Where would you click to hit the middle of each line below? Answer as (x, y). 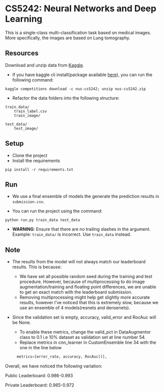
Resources (22, 53)
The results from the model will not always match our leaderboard (79, 262)
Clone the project (30, 155)
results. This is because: (37, 267)
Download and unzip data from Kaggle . (45, 65)
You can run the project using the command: (57, 211)
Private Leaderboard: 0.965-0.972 (40, 385)
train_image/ (27, 115)
